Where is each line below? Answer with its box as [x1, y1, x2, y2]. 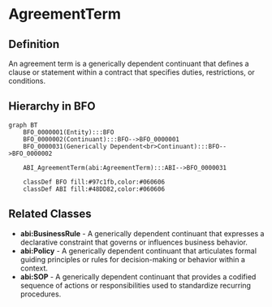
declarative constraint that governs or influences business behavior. [19, 237, 248, 247]
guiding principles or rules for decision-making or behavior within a [19, 254, 245, 264]
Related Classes [8, 207, 92, 221]
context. [19, 263, 49, 273]
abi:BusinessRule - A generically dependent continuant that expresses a [19, 228, 265, 238]
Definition [8, 37, 59, 51]
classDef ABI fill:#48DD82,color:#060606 [23, 184, 165, 193]
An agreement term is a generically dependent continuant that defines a [8, 58, 249, 68]
